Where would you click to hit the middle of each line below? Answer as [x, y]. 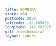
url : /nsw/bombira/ [25, 32]
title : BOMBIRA [20, 9]
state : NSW [16, 14]
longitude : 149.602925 [28, 27]
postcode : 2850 [20, 18]
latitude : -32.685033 [27, 23]
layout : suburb [20, 36]
